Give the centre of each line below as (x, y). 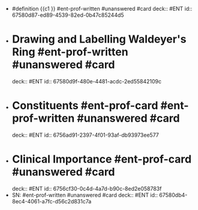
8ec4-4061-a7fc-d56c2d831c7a (52, 201)
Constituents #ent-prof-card (85, 106)
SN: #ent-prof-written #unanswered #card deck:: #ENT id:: (85, 195)
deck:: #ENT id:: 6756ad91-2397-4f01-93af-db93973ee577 (85, 135)
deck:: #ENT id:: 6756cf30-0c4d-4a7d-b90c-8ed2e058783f (87, 188)
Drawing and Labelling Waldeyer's (99, 39)
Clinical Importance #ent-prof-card (102, 159)
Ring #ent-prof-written (70, 52)
